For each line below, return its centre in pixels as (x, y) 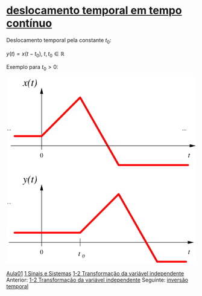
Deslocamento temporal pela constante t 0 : (59, 41)
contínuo (29, 23)
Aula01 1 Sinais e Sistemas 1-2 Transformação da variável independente (95, 273)
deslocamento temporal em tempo (94, 11)
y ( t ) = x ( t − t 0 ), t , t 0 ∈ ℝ (35, 54)
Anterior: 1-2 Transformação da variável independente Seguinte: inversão (97, 280)
